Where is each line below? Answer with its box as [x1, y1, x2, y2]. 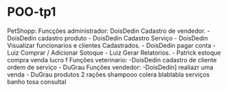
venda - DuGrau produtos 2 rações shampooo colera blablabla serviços [7, 70, 210, 79]
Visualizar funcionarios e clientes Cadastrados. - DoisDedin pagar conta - [7, 41, 216, 49]
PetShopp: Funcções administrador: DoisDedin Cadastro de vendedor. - [7, 27, 211, 35]
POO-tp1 [7, 4, 56, 20]
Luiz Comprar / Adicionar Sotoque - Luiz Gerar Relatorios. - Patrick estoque [7, 49, 221, 57]
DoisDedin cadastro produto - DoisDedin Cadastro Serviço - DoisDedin [7, 34, 208, 42]
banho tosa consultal [7, 77, 67, 86]
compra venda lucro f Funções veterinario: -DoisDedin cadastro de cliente [7, 55, 217, 64]
